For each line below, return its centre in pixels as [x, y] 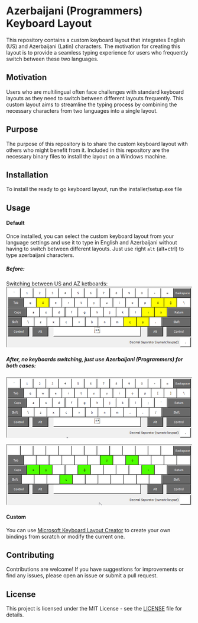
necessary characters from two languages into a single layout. [82, 110]
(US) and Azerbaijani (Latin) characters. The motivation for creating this [93, 46]
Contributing [30, 555]
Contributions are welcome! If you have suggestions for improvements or [95, 569]
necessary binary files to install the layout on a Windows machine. [87, 156]
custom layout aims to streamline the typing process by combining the [92, 104]
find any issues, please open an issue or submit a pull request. [82, 576]
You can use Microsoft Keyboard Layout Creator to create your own [88, 530]
